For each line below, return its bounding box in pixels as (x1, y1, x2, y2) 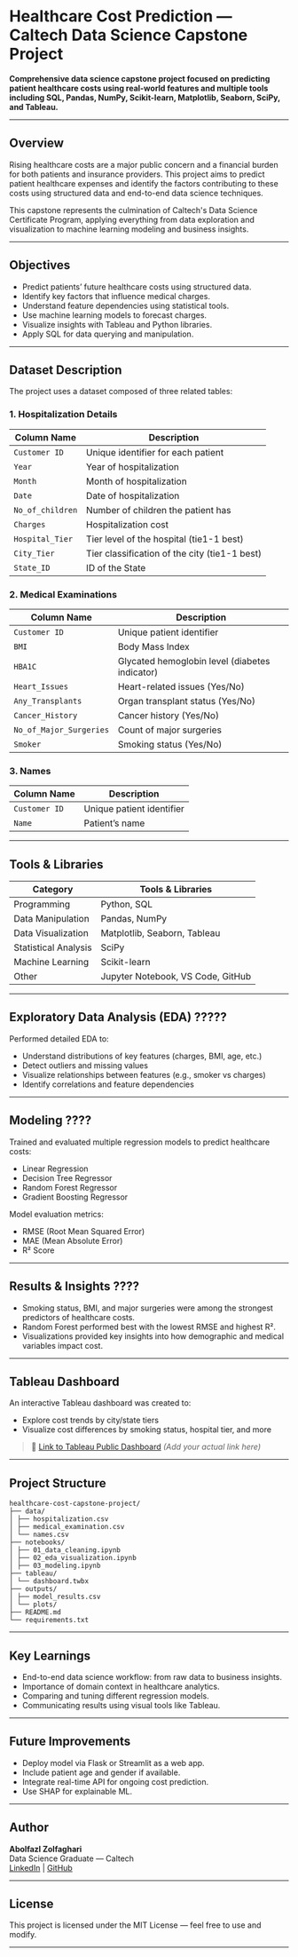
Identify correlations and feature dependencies (21, 1079, 195, 1089)
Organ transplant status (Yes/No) (117, 694, 255, 707)
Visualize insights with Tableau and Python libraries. (21, 319, 213, 329)
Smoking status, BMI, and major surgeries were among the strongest (21, 1303, 273, 1313)
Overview (9, 136, 65, 151)
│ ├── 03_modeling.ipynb (9, 1561, 101, 1571)
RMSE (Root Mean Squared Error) (21, 1225, 145, 1236)
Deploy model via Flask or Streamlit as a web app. (21, 1757, 206, 1768)
